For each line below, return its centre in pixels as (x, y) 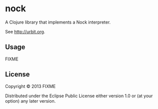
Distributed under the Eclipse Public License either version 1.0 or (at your (79, 96)
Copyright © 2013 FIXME (30, 86)
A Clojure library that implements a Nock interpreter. (58, 22)
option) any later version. (30, 101)
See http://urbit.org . (25, 31)
